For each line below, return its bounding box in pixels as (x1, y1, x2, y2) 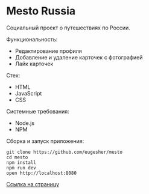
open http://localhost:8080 (6, 170, 77, 176)
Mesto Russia (6, 4, 76, 18)
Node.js (14, 119, 35, 127)
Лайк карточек (14, 60, 54, 67)
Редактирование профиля (14, 47, 83, 55)
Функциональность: (6, 35, 58, 43)
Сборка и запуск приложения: (6, 137, 84, 145)
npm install (6, 159, 36, 166)
